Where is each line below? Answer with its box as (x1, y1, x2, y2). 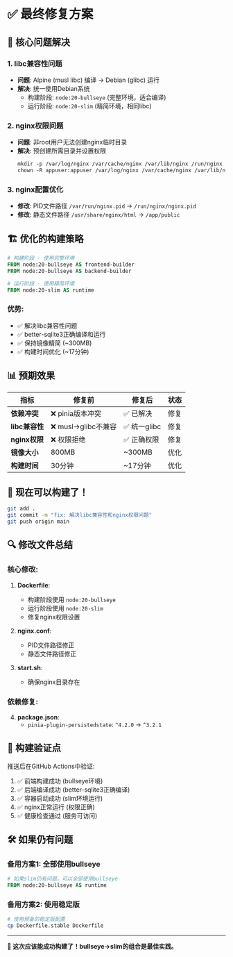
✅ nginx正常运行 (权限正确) (17, 803, 95, 811)
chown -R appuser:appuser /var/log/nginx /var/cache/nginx (17, 167, 192, 174)
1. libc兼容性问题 (7, 58, 62, 68)
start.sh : (17, 663, 43, 672)
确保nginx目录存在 (27, 678, 80, 686)
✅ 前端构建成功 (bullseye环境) (17, 776, 103, 785)
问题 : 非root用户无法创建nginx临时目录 (17, 138, 128, 147)
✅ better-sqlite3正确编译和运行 (17, 330, 106, 338)
